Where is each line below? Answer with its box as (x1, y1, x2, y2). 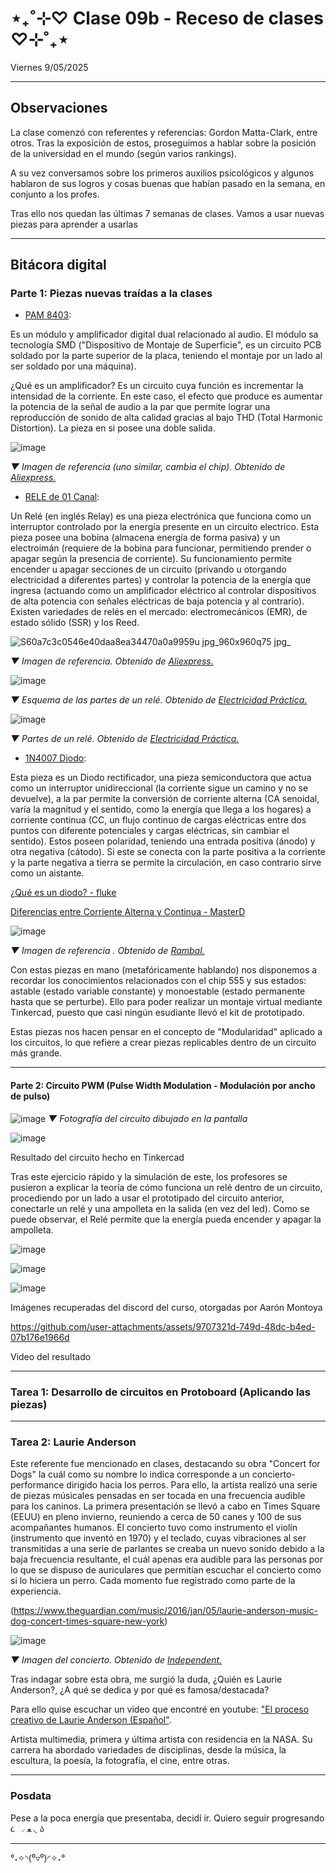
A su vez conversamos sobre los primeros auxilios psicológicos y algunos (10, 167, 315, 179)
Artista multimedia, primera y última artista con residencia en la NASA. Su (10, 1733, 313, 1746)
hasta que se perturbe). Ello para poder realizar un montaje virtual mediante (10, 996, 323, 1008)
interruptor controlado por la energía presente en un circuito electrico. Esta (10, 521, 320, 533)
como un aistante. (10, 867, 85, 879)
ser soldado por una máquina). (10, 360, 137, 372)
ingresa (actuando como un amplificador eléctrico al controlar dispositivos (10, 585, 317, 597)
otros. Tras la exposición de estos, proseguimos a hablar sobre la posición (10, 137, 317, 149)
